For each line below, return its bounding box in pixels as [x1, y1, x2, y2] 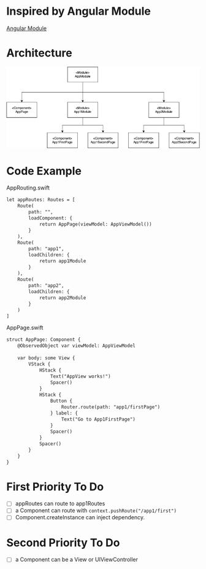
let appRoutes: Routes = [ [6, 197, 75, 203]
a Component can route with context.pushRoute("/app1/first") [15, 507, 177, 514]
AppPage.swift [6, 324, 44, 332]
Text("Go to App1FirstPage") [61, 416, 136, 422]
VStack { [28, 361, 51, 367]
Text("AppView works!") [50, 373, 112, 380]
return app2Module [39, 295, 86, 301]
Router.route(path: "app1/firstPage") [61, 404, 161, 410]
